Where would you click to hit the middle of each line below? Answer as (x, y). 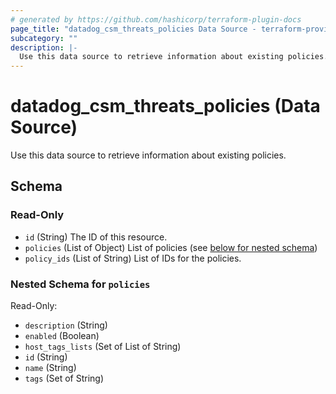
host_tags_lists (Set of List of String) (103, 347)
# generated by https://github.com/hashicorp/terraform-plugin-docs (156, 19)
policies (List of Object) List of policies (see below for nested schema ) (171, 247)
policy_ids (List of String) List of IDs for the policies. (133, 258)
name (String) (50, 368)
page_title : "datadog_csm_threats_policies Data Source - (133, 29)
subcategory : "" (44, 38)
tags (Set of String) (64, 378)
